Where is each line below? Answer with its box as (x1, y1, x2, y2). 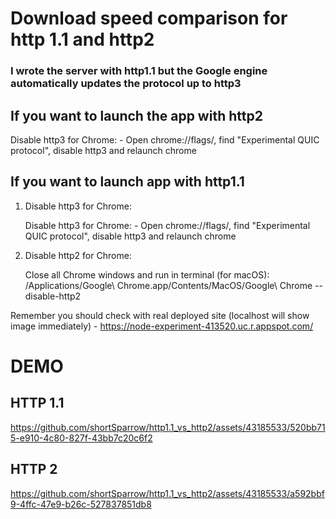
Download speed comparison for (10, 7, 288, 30)
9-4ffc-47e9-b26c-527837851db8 (10, 498, 152, 510)
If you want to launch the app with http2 (10, 107, 263, 124)
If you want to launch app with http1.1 (10, 173, 245, 191)
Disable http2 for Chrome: (24, 249, 132, 261)
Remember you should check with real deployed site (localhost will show (10, 309, 310, 321)
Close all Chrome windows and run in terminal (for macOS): (24, 268, 270, 281)
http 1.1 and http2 (10, 28, 155, 51)
